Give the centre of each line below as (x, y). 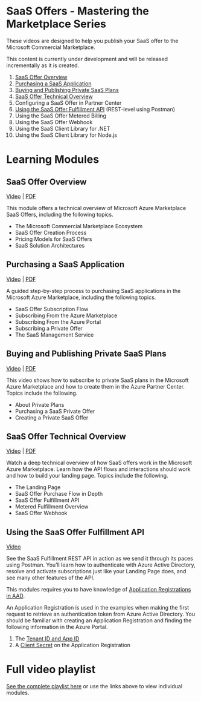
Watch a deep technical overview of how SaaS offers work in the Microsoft (99, 463)
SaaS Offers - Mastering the (78, 11)
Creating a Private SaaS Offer (52, 417)
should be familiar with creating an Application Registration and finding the (99, 620)
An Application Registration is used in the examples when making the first (98, 608)
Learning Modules (53, 160)
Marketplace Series (56, 24)
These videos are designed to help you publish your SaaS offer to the (92, 41)
